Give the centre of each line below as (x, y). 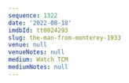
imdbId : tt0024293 (38, 30)
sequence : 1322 (33, 15)
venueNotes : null (37, 52)
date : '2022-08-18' (40, 23)
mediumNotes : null (38, 67)
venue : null (28, 45)
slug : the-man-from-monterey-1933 (65, 38)
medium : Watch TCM (38, 60)
